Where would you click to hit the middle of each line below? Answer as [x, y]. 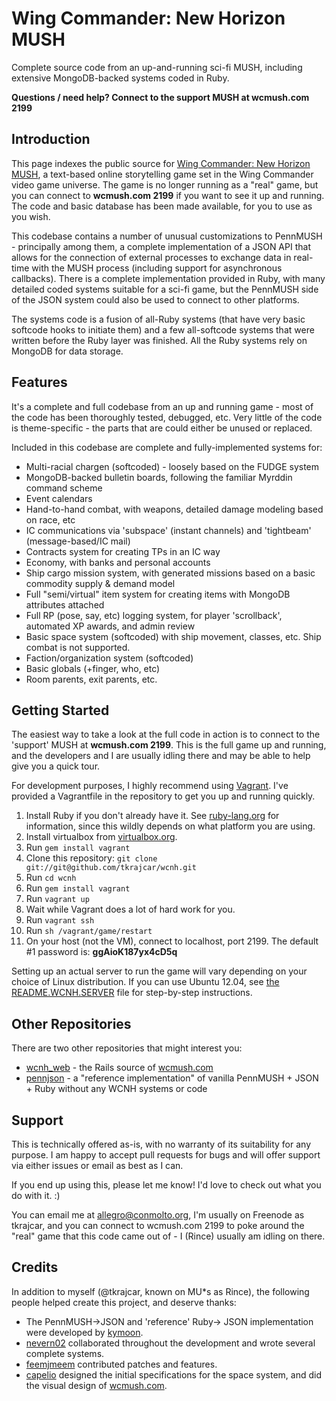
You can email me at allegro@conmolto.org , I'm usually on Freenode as [158, 1215]
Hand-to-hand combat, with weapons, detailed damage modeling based [174, 509]
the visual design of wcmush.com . [96, 1385]
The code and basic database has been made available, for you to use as [162, 206]
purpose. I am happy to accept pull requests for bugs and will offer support [166, 1155]
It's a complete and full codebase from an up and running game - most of [162, 406]
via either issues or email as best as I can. [97, 1165]
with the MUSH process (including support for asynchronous [157, 268]
